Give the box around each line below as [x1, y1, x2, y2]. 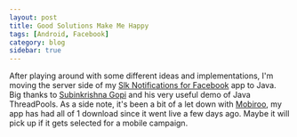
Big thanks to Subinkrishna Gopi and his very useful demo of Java [9, 90, 251, 101]
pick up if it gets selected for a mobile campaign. [9, 117, 189, 129]
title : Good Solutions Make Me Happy [9, 21, 149, 30]
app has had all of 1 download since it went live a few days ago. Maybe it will [9, 109, 290, 119]
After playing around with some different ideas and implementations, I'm [9, 70, 274, 81]
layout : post [9, 12, 58, 22]
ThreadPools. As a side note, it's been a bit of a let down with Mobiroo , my [9, 99, 283, 109]
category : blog [9, 37, 66, 47]
